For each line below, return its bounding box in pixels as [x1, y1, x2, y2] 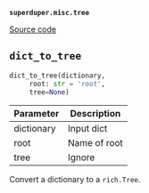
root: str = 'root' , [29, 79, 105, 88]
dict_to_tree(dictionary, [9, 71, 105, 80]
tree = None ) [29, 87, 70, 97]
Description [70, 108, 121, 120]
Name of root [67, 137, 123, 149]
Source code [9, 24, 56, 35]
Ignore [67, 151, 95, 164]
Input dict [67, 123, 108, 135]
